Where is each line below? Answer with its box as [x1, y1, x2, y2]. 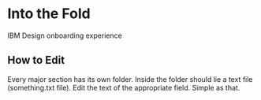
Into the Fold [7, 5, 91, 23]
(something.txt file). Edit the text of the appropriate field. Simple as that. [7, 83, 240, 92]
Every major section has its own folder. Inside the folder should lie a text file [7, 74, 253, 83]
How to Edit [7, 54, 65, 67]
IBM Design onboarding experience [7, 31, 123, 40]
